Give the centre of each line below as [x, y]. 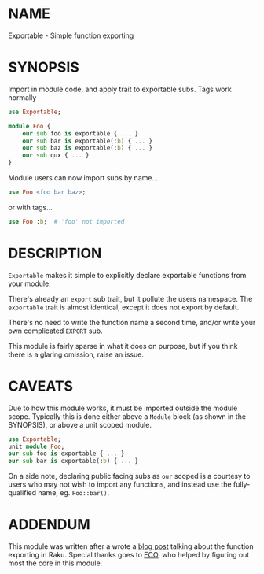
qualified [22, 493]
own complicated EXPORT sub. [56, 331]
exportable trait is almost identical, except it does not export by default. [124, 307]
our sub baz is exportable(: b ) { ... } [88, 148]
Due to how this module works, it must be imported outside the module [123, 408]
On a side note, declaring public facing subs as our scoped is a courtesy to [129, 476]
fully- [242, 484]
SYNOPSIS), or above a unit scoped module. [80, 424]
